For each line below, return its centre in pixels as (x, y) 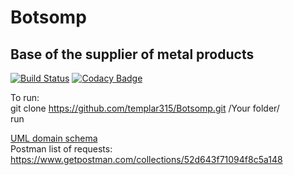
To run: (25, 97)
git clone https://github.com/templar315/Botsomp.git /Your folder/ (145, 108)
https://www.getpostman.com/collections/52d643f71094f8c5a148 (146, 159)
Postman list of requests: (61, 149)
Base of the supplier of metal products (132, 54)
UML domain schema (54, 138)
